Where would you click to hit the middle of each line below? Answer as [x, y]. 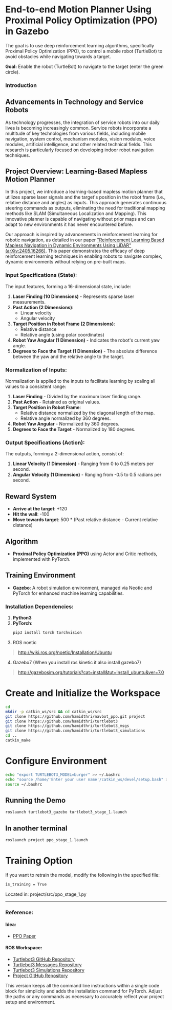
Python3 [22, 618]
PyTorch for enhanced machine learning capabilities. [68, 593]
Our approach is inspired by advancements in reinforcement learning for [81, 235]
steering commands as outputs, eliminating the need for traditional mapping [85, 208]
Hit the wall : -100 [31, 514]
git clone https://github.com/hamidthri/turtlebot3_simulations [75, 731]
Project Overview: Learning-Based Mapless [76, 172]
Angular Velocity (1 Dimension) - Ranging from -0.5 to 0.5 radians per [87, 475]
